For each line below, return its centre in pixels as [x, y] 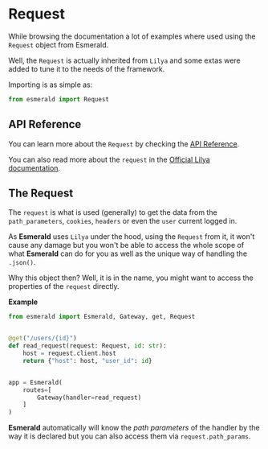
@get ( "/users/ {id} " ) [43, 339]
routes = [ [37, 390]
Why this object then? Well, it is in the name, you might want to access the [131, 278]
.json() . [22, 262]
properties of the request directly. [64, 286]
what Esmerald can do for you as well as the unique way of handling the [128, 253]
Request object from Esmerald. [59, 44]
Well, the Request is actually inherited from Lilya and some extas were [124, 60]
